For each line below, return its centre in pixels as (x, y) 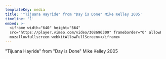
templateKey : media (25, 10)
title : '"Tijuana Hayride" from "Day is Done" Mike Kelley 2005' (74, 14)
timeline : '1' (20, 19)
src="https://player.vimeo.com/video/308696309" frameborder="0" (78, 32)
